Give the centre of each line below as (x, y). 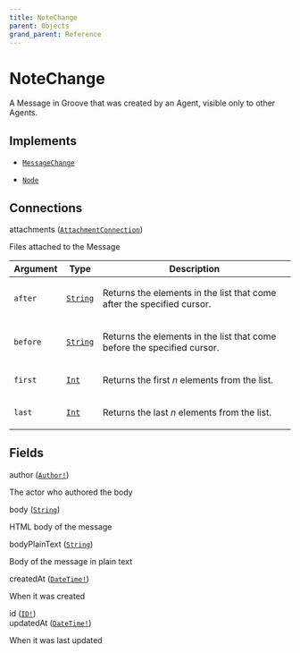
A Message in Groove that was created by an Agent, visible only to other (142, 103)
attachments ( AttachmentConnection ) (76, 229)
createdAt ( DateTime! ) (49, 579)
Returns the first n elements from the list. (188, 379)
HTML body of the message (61, 526)
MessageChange (48, 163)
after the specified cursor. (157, 303)
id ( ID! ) (23, 613)
